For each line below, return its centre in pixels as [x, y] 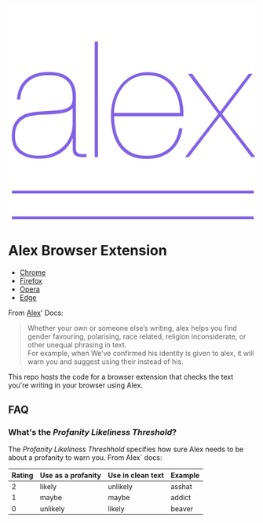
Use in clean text [136, 475]
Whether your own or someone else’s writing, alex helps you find [132, 328]
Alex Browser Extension [88, 250]
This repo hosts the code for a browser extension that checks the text [121, 376]
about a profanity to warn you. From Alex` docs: [85, 458]
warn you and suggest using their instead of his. [105, 362]
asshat [181, 487]
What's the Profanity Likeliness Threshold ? [92, 432]
